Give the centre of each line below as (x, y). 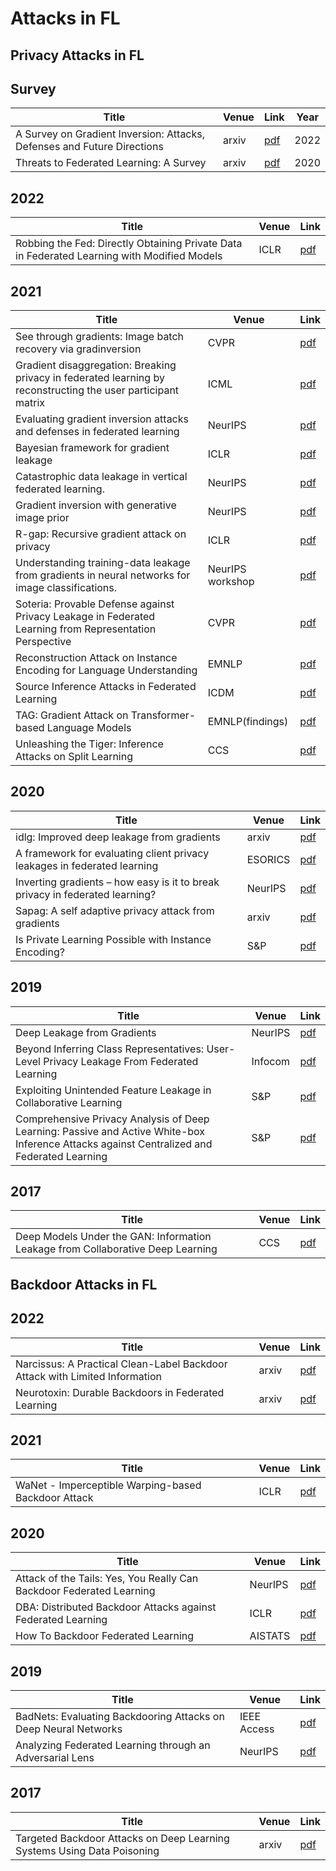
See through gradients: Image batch (100, 337)
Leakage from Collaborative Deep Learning (116, 1249)
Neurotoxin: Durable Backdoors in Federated (120, 1392)
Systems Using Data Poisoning (87, 1850)
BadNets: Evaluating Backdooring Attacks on (120, 1717)
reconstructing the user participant (97, 390)
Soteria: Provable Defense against (95, 604)
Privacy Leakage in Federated (85, 617)
